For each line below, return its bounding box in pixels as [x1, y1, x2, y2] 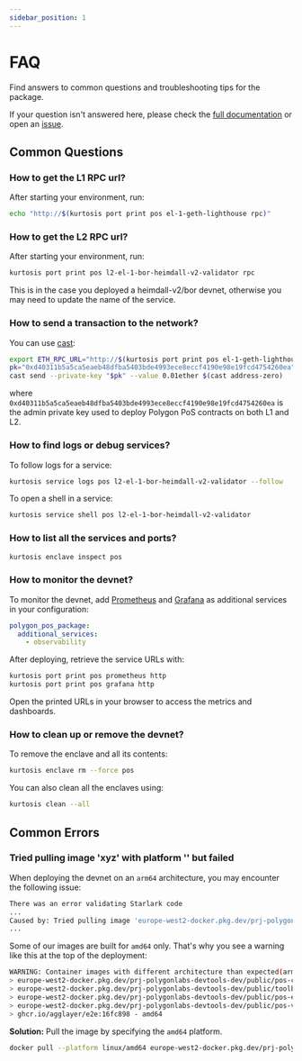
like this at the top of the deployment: [9, 950, 147, 961]
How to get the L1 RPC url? [9, 171, 126, 184]
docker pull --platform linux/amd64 [9, 1043, 147, 1052]
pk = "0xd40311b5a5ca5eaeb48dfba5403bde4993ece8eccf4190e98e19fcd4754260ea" [9, 363, 296, 372]
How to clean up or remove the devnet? [9, 729, 184, 741]
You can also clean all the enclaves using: [9, 783, 164, 793]
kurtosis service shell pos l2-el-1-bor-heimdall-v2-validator [9, 511, 252, 520]
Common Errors [9, 825, 101, 840]
